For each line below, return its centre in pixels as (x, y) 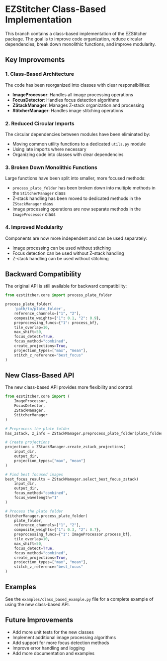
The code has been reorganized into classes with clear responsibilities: (78, 85)
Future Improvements (39, 620)
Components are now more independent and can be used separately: (76, 238)
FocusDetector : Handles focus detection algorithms (66, 100)
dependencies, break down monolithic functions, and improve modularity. (81, 44)
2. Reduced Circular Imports (40, 123)
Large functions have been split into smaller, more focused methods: (75, 178)
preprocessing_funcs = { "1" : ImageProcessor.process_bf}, (73, 534)
